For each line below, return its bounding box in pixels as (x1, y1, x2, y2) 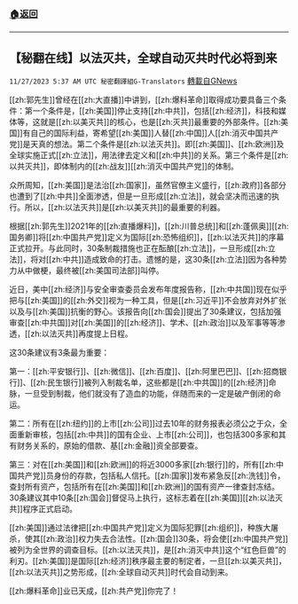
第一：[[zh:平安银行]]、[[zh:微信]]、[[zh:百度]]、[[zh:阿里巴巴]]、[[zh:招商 (9, 366, 279, 377)
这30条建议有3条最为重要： (9, 348, 110, 358)
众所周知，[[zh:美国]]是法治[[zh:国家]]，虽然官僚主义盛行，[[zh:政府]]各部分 (9, 180, 286, 191)
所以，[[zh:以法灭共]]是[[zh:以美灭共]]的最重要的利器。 (24, 202, 225, 213)
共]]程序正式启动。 (9, 504, 78, 514)
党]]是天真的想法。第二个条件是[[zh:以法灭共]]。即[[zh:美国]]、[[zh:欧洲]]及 (9, 139, 285, 150)
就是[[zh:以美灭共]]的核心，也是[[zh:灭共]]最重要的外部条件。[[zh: (39, 117, 281, 128)
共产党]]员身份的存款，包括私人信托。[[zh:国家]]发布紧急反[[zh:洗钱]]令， (16, 470, 286, 481)
